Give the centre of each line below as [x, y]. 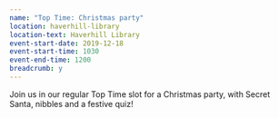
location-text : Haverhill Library [75, 34]
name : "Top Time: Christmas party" [77, 18]
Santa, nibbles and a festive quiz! [71, 103]
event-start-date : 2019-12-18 [67, 43]
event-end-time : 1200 [50, 60]
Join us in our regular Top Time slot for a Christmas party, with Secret [140, 94]
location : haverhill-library [65, 26]
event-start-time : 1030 [55, 52]
